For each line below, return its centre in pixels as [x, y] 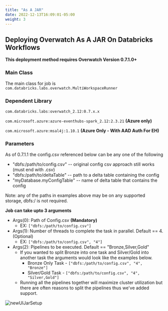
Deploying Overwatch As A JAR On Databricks [79, 40]
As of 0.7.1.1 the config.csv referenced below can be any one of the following [84, 154]
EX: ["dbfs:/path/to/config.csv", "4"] [61, 242]
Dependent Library [29, 101]
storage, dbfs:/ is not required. [37, 201]
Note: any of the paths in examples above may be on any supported [75, 196]
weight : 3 [16, 19]
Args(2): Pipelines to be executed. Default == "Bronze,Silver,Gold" [81, 247]
